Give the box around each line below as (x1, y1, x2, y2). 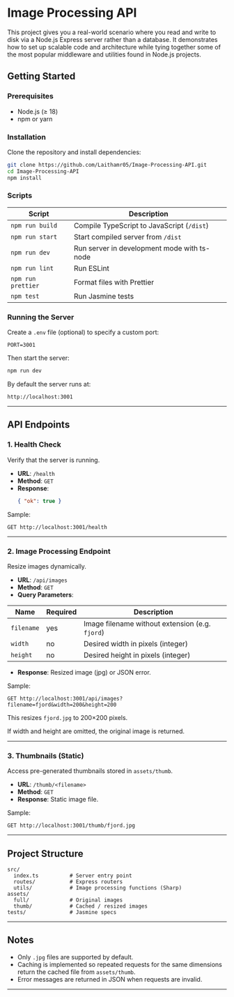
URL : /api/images (17, 576, 68, 584)
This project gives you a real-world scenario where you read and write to (7, 28, 217, 36)
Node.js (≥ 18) (17, 107, 58, 116)
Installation (7, 132, 47, 142)
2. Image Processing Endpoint (7, 546, 111, 556)
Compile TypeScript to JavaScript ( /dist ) (73, 220, 209, 230)
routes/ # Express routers (13, 878, 123, 885)
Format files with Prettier (73, 277, 155, 287)
